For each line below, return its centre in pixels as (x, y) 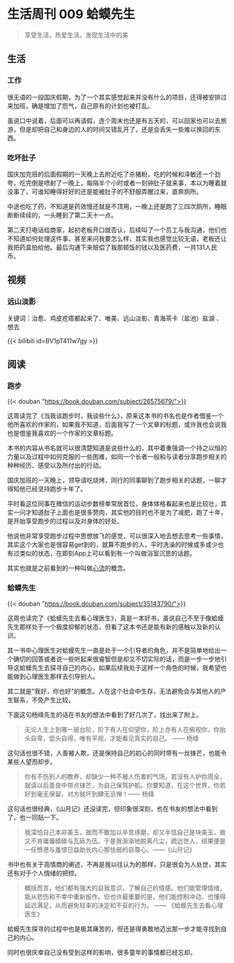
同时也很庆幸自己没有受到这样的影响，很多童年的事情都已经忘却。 (102, 952)
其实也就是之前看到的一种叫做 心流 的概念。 (68, 568)
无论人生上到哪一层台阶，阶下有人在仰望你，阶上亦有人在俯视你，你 (122, 729)
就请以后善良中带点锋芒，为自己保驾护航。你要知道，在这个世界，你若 (125, 785)
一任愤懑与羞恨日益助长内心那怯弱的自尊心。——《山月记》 (110, 850)
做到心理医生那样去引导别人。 (56, 676)
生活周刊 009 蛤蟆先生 (71, 14)
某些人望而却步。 (32, 761)
